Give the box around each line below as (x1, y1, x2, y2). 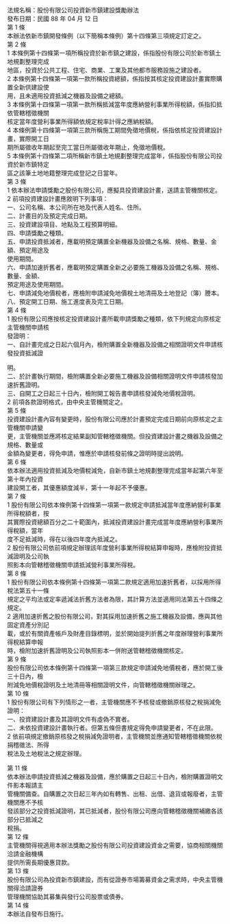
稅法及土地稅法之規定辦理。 (7, 750, 86, 757)
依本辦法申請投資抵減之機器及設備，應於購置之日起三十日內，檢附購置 (7, 772, 205, 781)
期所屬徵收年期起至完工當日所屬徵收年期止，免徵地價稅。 (7, 143, 169, 151)
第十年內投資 (7, 475, 43, 483)
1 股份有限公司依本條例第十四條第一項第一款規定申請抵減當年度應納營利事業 (7, 501, 221, 509)
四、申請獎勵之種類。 (7, 229, 67, 237)
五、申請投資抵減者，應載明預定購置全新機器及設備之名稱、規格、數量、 (7, 237, 211, 246)
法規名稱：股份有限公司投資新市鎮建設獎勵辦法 (7, 6, 139, 14)
